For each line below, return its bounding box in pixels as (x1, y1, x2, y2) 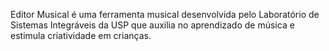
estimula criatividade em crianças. (10, 30, 152, 41)
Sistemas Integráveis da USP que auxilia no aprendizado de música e (10, 19, 295, 31)
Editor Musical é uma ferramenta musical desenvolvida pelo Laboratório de (10, 9, 320, 20)
